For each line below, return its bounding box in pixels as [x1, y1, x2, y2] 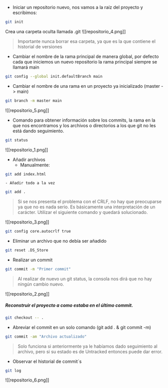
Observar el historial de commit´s [12, 358, 82, 364]
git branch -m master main [5, 98, 62, 103]
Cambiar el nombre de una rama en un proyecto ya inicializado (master [12, 83, 160, 89]
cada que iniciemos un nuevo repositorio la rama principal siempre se [12, 59, 157, 65]
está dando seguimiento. [12, 128, 65, 134]
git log [5, 368, 22, 373]
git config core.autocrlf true [5, 229, 71, 234]
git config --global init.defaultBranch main [5, 74, 102, 79]
